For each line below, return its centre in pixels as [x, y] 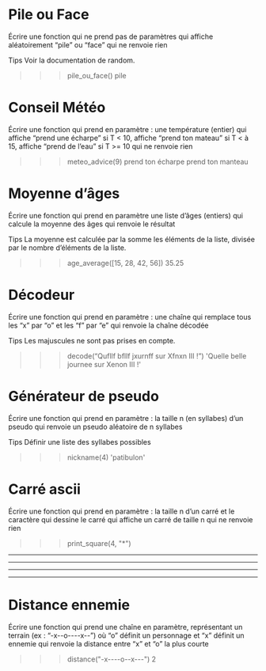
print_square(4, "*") [99, 543]
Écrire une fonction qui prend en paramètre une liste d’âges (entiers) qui [126, 215]
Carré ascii [45, 489]
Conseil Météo [57, 108]
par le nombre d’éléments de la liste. [67, 248]
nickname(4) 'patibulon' [106, 457]
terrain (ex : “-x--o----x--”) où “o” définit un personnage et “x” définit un [126, 635]
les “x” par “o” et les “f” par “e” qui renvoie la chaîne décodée [108, 325]
